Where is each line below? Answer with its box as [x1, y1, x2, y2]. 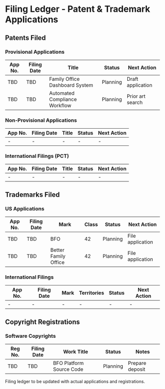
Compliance [49, 96, 77, 103]
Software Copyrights [5, 332, 56, 339]
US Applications [5, 205, 45, 212]
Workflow [49, 102, 72, 109]
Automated [49, 90, 75, 97]
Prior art [127, 93, 146, 100]
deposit [128, 366, 146, 373]
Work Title [63, 349, 88, 355]
